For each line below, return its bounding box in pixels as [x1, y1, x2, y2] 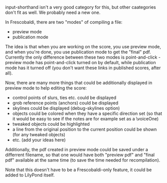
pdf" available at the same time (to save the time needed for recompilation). [5, 157, 161, 163]
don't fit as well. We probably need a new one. [5, 9, 101, 15]
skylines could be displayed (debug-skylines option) [12, 105, 120, 111]
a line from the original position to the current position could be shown [12, 126, 157, 132]
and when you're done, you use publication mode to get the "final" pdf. [5, 49, 151, 55]
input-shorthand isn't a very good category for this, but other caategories [5, 4, 156, 10]
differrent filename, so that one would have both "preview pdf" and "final [5, 152, 155, 158]
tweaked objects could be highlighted [12, 121, 90, 127]
